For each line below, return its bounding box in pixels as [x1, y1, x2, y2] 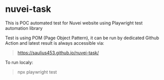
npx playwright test [17, 69, 57, 75]
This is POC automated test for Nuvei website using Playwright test [5, 20, 143, 26]
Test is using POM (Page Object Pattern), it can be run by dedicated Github [5, 35, 160, 41]
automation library [5, 25, 43, 31]
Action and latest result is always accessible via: [5, 40, 105, 46]
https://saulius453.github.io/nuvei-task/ [17, 50, 99, 56]
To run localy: [5, 59, 33, 65]
